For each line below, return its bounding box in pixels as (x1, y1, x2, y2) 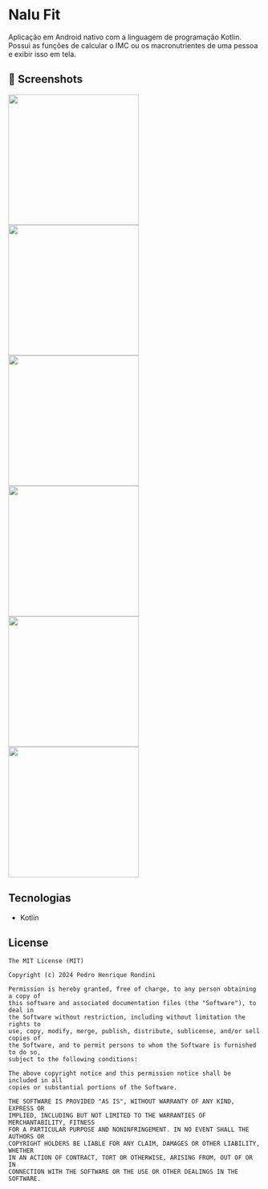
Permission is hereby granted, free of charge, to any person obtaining (8, 985, 257, 993)
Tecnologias (8, 891, 71, 905)
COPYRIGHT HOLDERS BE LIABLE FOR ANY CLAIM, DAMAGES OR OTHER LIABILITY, (8, 1140, 261, 1148)
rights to (8, 1020, 42, 1028)
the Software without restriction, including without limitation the (8, 1013, 246, 1021)
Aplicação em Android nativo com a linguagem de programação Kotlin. (8, 32, 242, 42)
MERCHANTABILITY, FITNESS (8, 1118, 95, 1127)
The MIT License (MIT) (8, 957, 84, 965)
